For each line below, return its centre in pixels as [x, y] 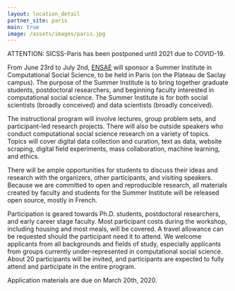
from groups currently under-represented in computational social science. [115, 251]
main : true [23, 27]
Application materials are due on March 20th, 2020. [82, 280]
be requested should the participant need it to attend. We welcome [104, 236]
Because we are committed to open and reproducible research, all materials [117, 186]
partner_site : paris [38, 21]
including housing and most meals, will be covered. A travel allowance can [115, 229]
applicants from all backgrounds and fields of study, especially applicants [114, 244]
